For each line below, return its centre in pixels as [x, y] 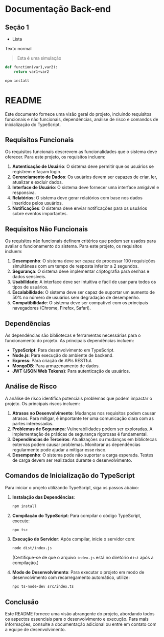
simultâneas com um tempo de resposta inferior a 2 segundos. [75, 266]
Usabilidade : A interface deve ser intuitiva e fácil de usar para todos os [84, 282]
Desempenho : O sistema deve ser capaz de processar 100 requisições [84, 261]
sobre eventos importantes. [40, 214]
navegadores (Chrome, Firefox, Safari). [51, 308]
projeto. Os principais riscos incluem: [43, 403]
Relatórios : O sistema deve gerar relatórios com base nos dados [77, 198]
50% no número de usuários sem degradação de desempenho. [76, 298]
